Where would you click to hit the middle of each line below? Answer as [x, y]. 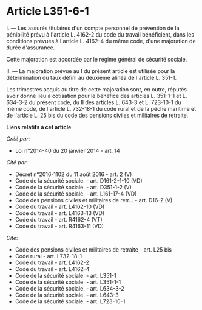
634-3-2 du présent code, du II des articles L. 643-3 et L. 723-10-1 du [94, 102]
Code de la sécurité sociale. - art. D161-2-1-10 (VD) [79, 180]
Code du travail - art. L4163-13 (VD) [60, 213]
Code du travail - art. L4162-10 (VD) [60, 206]
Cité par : [17, 162]
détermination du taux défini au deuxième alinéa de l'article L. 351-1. [92, 77]
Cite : [12, 238]
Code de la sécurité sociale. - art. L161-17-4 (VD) [76, 194]
